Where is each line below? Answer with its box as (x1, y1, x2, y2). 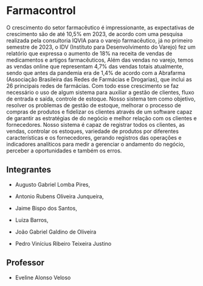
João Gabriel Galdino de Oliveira (15, 228, 97, 235)
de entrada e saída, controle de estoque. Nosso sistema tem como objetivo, (6, 95, 196, 102)
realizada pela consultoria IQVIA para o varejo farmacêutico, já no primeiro (6, 37, 193, 44)
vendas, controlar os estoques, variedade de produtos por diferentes (6, 127, 179, 135)
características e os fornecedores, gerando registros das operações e (6, 134, 182, 141)
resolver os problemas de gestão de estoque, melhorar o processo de (6, 101, 181, 109)
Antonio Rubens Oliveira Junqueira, (15, 193, 104, 200)
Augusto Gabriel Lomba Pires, (15, 181, 90, 188)
